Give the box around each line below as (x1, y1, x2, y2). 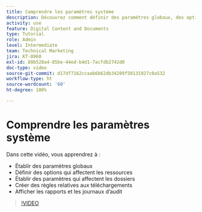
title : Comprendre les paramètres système (6, 8, 114, 15)
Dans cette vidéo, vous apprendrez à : (6, 151, 101, 158)
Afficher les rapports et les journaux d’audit (14, 187, 123, 195)
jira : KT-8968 (6, 53, 42, 59)
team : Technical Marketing (6, 48, 74, 54)
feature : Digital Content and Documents (6, 25, 109, 32)
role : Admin (6, 37, 36, 43)
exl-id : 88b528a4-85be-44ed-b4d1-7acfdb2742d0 (6, 59, 125, 65)
